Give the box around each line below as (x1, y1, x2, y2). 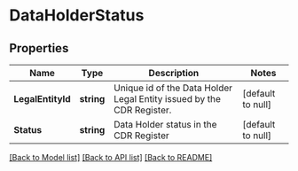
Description (148, 67, 200, 79)
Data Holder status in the (114, 119, 217, 130)
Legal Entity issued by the (114, 93, 222, 105)
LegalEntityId (13, 93, 71, 105)
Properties (9, 41, 69, 56)
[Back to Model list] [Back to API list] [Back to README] (9, 152, 213, 162)
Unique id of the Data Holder (114, 82, 233, 94)
